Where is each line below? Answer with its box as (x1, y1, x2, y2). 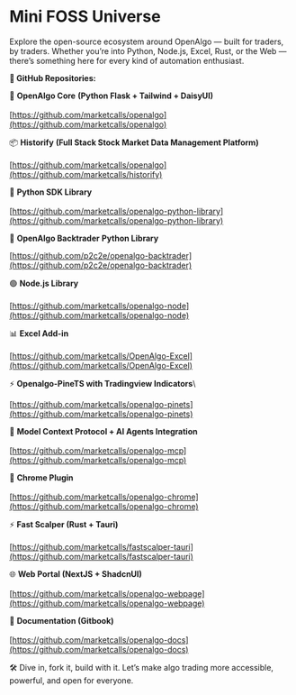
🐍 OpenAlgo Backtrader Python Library (9, 233, 159, 243)
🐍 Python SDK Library (9, 187, 93, 197)
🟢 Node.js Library (9, 278, 79, 288)
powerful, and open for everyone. (9, 674, 134, 686)
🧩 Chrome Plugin (9, 471, 74, 483)
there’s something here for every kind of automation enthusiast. (9, 55, 245, 66)
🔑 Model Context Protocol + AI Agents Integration (9, 425, 198, 436)
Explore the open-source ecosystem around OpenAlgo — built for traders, (9, 36, 284, 47)
